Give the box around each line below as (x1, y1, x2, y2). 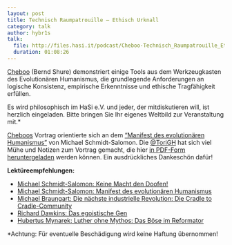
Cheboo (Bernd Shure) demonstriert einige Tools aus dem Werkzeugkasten (7, 67, 222, 76)
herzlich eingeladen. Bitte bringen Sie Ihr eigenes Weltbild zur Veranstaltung (7, 110, 224, 118)
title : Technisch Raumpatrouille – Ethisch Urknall (7, 17, 159, 23)
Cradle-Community (17, 202, 72, 210)
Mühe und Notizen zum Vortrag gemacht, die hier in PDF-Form (7, 146, 186, 154)
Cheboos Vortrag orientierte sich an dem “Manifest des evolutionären (7, 130, 205, 139)
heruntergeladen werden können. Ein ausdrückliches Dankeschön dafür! (7, 153, 213, 161)
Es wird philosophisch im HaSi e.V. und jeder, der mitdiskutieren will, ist (7, 103, 210, 111)
